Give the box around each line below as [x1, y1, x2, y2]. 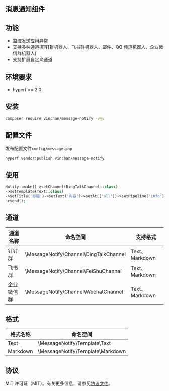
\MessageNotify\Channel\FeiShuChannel [25, 267, 122, 274]
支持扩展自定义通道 [12, 57, 53, 63]
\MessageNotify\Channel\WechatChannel [25, 288, 123, 295]
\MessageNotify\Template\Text [37, 340, 111, 347]
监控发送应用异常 [12, 38, 48, 44]
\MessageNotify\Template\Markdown [37, 348, 126, 355]
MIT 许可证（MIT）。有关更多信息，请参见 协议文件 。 [5, 380, 113, 386]
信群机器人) [12, 50, 37, 56]
